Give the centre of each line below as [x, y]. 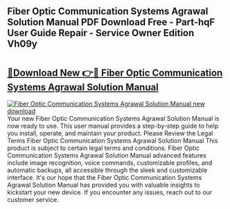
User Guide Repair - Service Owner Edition [101, 33]
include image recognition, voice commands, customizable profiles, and [110, 163]
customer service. [33, 200]
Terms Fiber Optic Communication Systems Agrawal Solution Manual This [113, 141]
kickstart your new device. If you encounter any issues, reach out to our [110, 192]
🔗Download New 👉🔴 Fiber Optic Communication [115, 73]
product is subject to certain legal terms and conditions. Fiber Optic [104, 148]
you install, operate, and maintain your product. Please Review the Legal [110, 133]
